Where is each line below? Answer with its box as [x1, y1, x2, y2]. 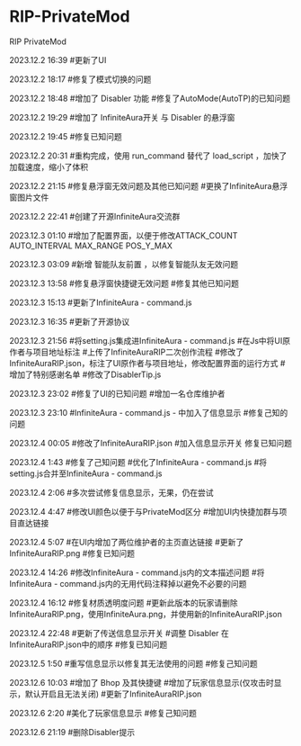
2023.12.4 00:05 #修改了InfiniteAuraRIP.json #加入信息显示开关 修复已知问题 [9, 437, 292, 448]
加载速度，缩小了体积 [9, 161, 88, 172]
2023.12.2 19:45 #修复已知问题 [9, 130, 123, 141]
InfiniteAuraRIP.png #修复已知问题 [9, 547, 135, 559]
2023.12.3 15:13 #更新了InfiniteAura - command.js [9, 297, 192, 308]
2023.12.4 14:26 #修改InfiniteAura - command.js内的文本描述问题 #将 [9, 567, 265, 578]
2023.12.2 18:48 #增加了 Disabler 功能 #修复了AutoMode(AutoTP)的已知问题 [9, 93, 290, 103]
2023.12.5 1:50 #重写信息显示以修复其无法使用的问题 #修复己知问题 [9, 658, 258, 669]
